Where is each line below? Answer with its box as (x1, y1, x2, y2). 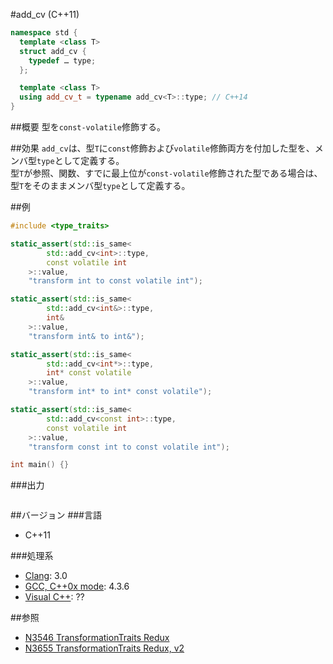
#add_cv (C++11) (10, 9, 80, 20)
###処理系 (10, 550, 54, 562)
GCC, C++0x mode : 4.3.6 (24, 580, 130, 593)
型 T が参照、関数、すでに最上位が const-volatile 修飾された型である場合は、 (10, 167, 323, 179)
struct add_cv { (19, 46, 87, 56)
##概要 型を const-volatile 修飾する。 (10, 121, 166, 133)
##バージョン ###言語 (10, 509, 102, 521)
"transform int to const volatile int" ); (28, 276, 203, 286)
